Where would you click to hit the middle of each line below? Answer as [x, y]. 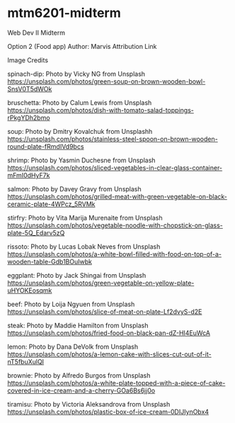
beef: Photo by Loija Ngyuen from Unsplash [71, 304]
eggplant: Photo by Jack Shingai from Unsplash [77, 275]
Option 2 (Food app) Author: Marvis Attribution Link [82, 46]
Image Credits [28, 60]
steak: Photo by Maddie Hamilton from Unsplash [78, 325]
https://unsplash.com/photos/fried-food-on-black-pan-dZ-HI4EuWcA [109, 333]
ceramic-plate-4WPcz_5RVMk [51, 204]
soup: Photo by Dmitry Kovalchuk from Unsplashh [80, 131]
